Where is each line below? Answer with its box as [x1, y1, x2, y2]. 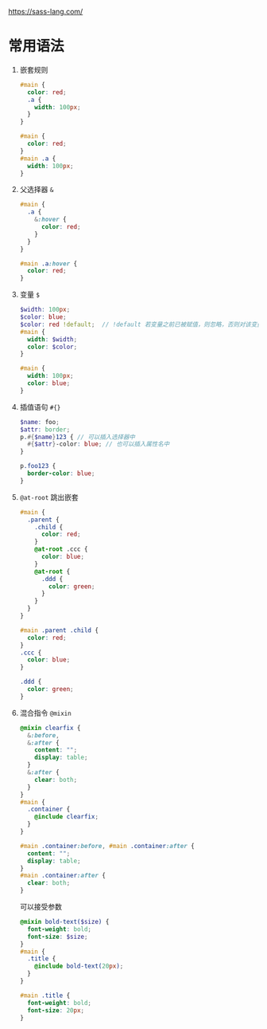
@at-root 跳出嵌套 [19, 492, 79, 501]
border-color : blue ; [27, 469, 95, 477]
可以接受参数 [19, 902, 62, 912]
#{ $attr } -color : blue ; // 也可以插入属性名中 [27, 440, 170, 449]
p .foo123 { [19, 462, 56, 470]
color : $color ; [27, 343, 78, 351]
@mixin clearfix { [19, 724, 81, 732]
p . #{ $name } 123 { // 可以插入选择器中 [19, 433, 136, 441]
